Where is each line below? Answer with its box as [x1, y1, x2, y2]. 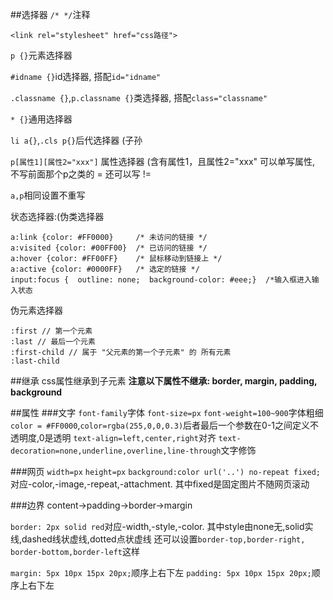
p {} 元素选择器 [10, 49, 73, 61]
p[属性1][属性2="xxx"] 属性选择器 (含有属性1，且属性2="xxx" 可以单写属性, [10, 156, 316, 167]
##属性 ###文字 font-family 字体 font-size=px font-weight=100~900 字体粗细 [10, 407, 324, 418]
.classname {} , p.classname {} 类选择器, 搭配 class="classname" [10, 92, 268, 103]
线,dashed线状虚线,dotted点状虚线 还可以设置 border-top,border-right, [10, 533, 306, 545]
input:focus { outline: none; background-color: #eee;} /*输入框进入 [10, 275, 312, 285]
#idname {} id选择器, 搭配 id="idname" [10, 71, 162, 82]
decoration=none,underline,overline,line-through [10, 446, 222, 456]
